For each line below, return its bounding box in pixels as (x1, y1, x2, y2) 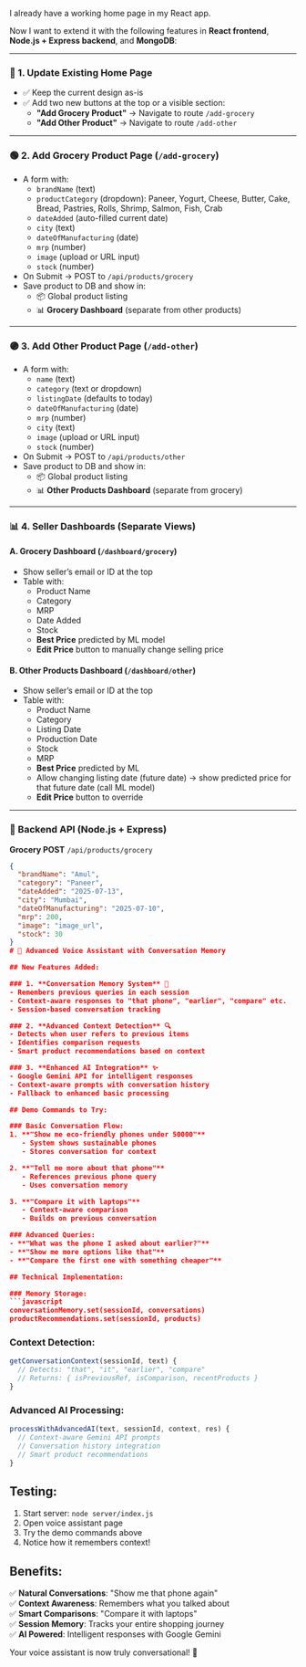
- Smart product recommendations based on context (9, 1047, 206, 1056)
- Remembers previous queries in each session (9, 988, 189, 997)
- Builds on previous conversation (21, 1214, 157, 1223)
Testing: (9, 1484, 57, 1499)
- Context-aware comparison (21, 1205, 128, 1215)
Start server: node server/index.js (22, 1508, 154, 1519)
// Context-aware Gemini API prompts (17, 1432, 161, 1442)
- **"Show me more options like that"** (9, 1247, 166, 1256)
